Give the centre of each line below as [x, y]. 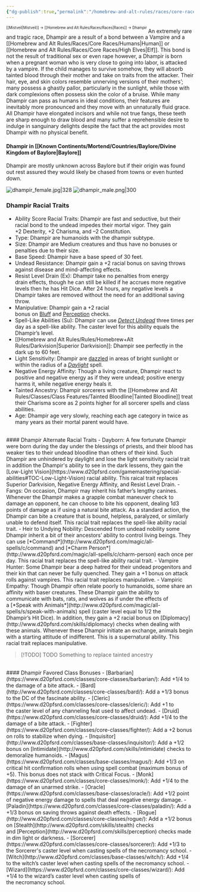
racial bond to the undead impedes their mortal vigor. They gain [93, 225]
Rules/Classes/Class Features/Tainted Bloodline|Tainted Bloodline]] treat [104, 396]
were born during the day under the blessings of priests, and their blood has [100, 446]
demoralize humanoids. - [37, 755]
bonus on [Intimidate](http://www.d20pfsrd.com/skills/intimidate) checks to [99, 749]
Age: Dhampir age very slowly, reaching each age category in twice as [101, 416]
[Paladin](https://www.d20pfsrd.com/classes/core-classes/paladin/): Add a [99, 806]
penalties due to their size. [47, 250]
